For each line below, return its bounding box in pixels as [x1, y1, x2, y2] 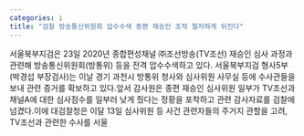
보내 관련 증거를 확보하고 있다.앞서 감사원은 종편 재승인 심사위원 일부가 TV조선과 [9, 82, 296, 93]
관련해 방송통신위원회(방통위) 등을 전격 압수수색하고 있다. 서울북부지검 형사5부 [9, 59, 289, 70]
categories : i [9, 13, 64, 23]
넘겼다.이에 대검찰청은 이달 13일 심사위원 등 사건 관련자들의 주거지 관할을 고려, [9, 105, 288, 116]
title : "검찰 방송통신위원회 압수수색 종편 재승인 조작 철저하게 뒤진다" [9, 22, 244, 31]
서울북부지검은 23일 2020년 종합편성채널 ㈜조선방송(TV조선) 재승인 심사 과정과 [9, 47, 293, 59]
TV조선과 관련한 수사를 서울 [9, 116, 109, 128]
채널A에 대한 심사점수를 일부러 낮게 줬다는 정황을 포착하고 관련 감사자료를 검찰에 [9, 93, 295, 105]
